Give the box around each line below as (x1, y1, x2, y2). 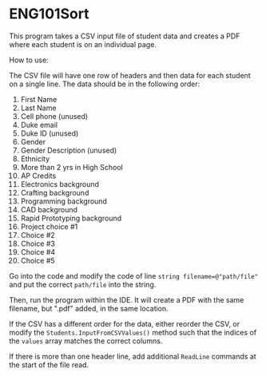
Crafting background (20, 188, 89, 197)
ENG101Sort (9, 5, 90, 23)
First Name (20, 94, 58, 104)
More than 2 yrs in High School (20, 162, 123, 172)
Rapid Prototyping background (20, 213, 122, 223)
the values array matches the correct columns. (9, 336, 163, 346)
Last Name (20, 103, 57, 113)
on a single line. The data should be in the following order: (9, 79, 200, 89)
